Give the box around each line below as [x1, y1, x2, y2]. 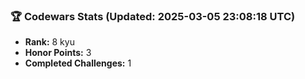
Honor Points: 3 [24, 47, 92, 59]
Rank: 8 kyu [24, 36, 75, 48]
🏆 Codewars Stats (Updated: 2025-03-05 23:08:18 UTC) [10, 9, 296, 23]
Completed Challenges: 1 [24, 57, 132, 69]
